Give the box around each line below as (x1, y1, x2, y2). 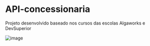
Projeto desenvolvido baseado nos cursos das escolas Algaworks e (5, 20, 145, 26)
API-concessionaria (5, 3, 91, 15)
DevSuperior (5, 25, 32, 31)
